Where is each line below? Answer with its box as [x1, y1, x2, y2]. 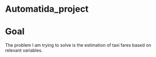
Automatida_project [5, 3, 89, 15]
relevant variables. [5, 48, 43, 54]
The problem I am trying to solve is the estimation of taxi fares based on [5, 42, 152, 48]
